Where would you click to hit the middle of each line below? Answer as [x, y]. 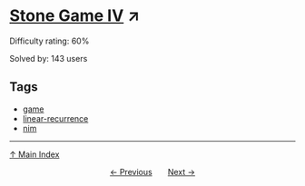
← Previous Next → [152, 171]
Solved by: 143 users [49, 58]
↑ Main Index [34, 154]
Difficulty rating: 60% [49, 41]
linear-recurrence [55, 118]
